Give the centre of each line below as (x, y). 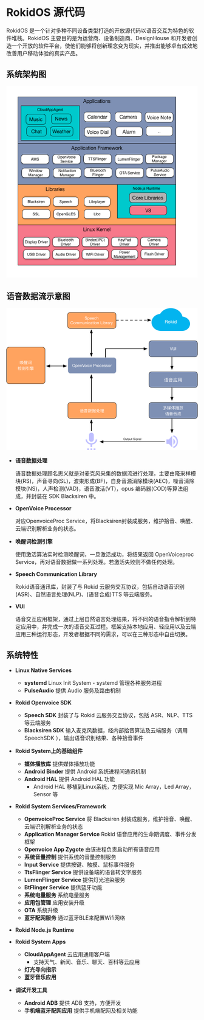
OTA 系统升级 (41, 910)
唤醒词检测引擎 (34, 541)
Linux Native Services (43, 670)
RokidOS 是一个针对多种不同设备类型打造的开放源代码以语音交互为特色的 (98, 30)
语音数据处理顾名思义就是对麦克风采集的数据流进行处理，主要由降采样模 (105, 473)
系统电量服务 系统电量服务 (57, 895)
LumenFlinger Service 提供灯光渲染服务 (75, 879)
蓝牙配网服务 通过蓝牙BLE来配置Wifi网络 (75, 918)
